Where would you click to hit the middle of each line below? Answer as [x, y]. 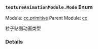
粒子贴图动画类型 [23, 28]
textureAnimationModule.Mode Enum [49, 7]
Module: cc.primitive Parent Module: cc [46, 18]
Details [14, 42]
